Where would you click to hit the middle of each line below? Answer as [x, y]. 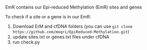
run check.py [26, 42]
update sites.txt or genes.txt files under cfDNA [61, 37]
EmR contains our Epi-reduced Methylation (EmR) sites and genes [74, 7]
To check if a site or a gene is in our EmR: [48, 17]
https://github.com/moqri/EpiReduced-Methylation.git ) [71, 31]
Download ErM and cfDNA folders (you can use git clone [72, 26]
